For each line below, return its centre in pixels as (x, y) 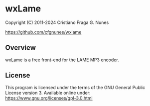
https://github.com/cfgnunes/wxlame (43, 32)
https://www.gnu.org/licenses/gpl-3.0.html (49, 98)
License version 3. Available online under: (48, 93)
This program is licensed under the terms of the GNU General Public (75, 87)
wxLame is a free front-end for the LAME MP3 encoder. (62, 60)
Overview (21, 48)
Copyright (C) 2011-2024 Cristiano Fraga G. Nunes (57, 22)
